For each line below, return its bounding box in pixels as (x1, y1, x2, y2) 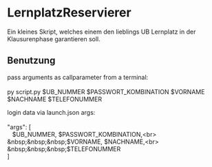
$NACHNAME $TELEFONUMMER (7, 95, 102, 103)
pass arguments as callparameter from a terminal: (7, 73, 149, 81)
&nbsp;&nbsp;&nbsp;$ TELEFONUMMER (7, 144, 121, 153)
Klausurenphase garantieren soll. (7, 34, 101, 43)
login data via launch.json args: (7, 108, 96, 116)
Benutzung (7, 55, 56, 67)
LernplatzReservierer (7, 5, 132, 21)
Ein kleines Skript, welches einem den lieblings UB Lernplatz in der (7, 27, 196, 36)
